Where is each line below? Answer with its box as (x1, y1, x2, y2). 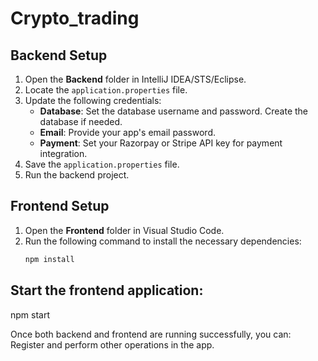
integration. (39, 148, 88, 159)
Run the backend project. (24, 169, 130, 181)
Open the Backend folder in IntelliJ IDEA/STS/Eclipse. (24, 73, 247, 85)
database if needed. (39, 116, 123, 127)
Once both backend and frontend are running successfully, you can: (10, 328, 292, 340)
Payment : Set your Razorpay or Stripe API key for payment (39, 137, 283, 149)
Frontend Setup (10, 198, 110, 215)
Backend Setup (10, 47, 108, 64)
